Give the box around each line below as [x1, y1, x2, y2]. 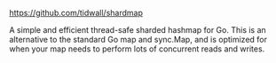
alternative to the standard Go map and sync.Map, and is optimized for [9, 35, 268, 44]
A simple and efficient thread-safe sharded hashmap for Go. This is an [9, 25, 266, 35]
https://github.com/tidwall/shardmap [9, 8, 144, 18]
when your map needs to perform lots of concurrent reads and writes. [9, 43, 265, 54]
